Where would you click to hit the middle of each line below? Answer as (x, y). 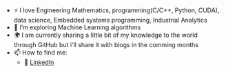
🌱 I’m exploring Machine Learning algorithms (77, 27)
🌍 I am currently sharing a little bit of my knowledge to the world (106, 35)
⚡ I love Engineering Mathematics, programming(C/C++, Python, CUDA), (116, 10)
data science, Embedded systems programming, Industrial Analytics (111, 20)
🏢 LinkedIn (39, 62)
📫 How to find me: (40, 53)
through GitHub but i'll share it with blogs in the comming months (106, 45)
